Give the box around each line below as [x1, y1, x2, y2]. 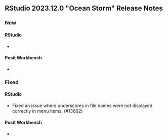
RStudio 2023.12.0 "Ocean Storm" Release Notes [5, 4, 163, 13]
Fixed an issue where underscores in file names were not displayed [12, 102, 153, 109]
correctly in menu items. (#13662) [12, 108, 83, 114]
